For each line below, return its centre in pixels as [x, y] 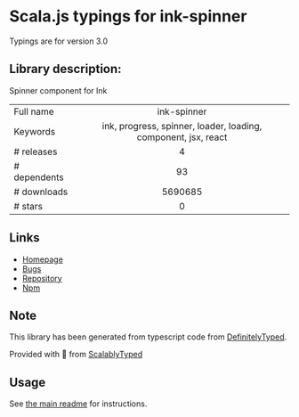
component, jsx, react [182, 137]
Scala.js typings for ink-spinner [128, 16]
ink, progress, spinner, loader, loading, [182, 126]
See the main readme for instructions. [78, 404]
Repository [42, 278]
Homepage [43, 259]
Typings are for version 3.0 [59, 41]
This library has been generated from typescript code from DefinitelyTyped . [148, 337]
